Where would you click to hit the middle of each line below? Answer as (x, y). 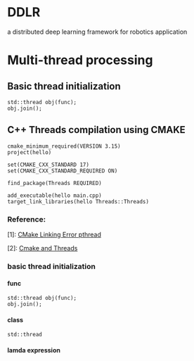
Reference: (27, 219)
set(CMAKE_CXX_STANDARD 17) (48, 165)
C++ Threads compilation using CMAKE (97, 130)
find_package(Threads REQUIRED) (54, 183)
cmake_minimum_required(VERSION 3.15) (64, 146)
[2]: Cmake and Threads (43, 248)
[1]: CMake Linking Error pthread (54, 235)
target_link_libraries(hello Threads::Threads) (78, 201)
